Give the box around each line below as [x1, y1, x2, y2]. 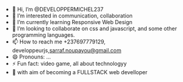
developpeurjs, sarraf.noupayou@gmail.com [12, 47, 122, 54]
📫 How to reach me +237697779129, [12, 38, 106, 45]
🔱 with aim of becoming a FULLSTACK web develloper [12, 69, 148, 75]
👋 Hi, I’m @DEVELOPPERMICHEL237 [12, 6, 104, 13]
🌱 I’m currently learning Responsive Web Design [12, 19, 133, 25]
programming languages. [12, 31, 75, 39]
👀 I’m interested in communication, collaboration [12, 12, 133, 19]
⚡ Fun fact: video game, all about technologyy [12, 60, 127, 67]
